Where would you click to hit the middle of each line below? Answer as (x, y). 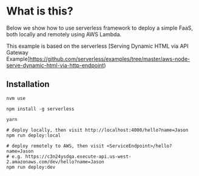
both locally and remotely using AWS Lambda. (64, 34)
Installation (28, 84)
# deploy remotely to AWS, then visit (55, 146)
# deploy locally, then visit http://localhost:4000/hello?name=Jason (97, 130)
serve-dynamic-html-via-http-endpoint (55, 65)
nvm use (16, 98)
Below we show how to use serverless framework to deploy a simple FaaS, (99, 28)
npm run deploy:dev (31, 167)
